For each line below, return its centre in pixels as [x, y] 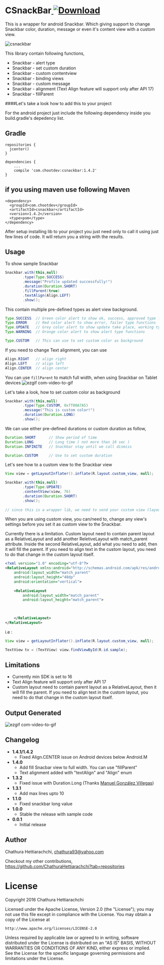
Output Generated [33, 713]
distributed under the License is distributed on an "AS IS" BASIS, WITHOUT [81, 943]
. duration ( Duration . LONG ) [49, 415]
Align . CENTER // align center [37, 368]
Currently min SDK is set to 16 [42, 677]
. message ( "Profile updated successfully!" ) [67, 282]
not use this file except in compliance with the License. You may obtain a [78, 914]
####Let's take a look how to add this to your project [58, 103]
